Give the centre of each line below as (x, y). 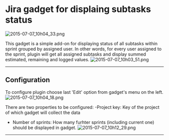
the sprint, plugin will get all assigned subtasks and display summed (76, 54)
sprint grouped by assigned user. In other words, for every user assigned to (83, 49)
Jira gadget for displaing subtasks (78, 9)
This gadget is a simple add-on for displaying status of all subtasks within (81, 43)
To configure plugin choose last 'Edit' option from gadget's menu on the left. (84, 92)
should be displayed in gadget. (44, 127)
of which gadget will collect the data (43, 112)
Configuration (28, 80)
